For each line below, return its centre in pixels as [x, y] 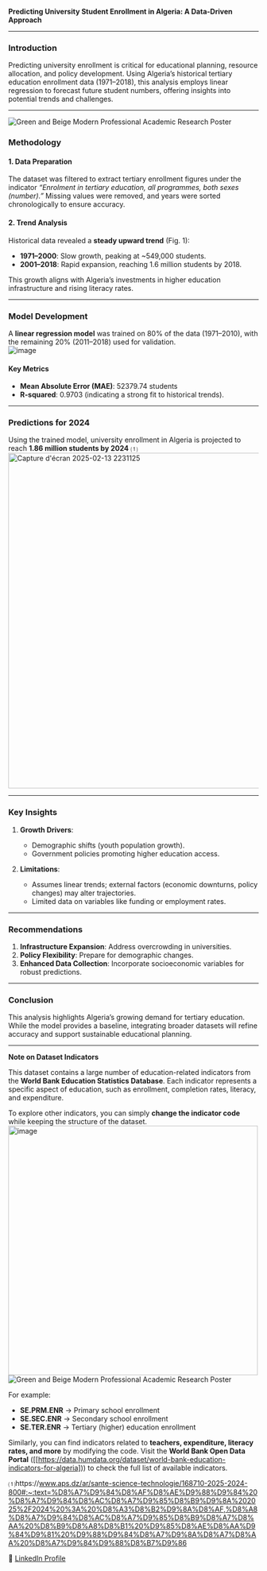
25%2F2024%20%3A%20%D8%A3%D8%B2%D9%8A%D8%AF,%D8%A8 [133, 1509]
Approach [25, 20]
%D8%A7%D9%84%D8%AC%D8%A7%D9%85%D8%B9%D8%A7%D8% [131, 1518]
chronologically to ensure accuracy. [67, 204]
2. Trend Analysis [38, 223]
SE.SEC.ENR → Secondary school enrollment [94, 1419]
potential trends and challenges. [61, 99]
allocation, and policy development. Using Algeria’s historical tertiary [120, 74]
